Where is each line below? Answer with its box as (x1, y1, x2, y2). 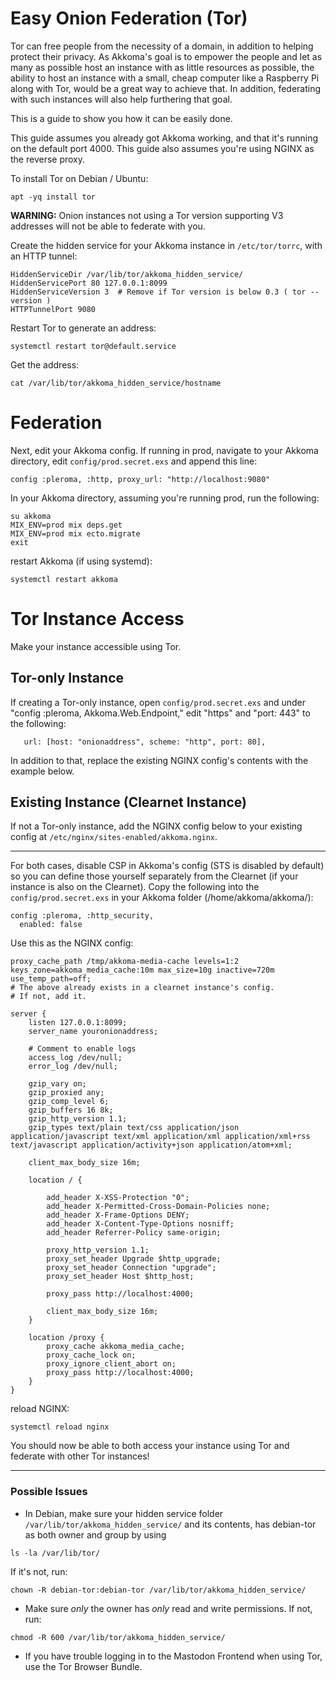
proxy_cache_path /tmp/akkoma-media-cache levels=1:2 (10, 957, 240, 967)
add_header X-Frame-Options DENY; (46, 1210, 190, 1221)
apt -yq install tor (10, 192, 97, 202)
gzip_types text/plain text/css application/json (28, 1123, 240, 1133)
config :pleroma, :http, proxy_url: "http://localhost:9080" (10, 474, 271, 484)
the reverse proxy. (10, 153, 86, 165)
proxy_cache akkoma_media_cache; (46, 1342, 186, 1352)
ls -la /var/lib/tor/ (10, 1548, 101, 1558)
